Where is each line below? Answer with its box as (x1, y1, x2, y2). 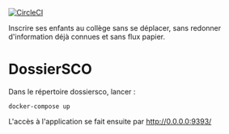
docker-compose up (8, 102, 70, 111)
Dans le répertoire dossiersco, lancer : (8, 86, 136, 96)
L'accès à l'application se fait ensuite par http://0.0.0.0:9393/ (8, 116, 212, 126)
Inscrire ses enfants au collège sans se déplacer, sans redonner (8, 23, 222, 32)
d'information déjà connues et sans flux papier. (8, 32, 166, 41)
